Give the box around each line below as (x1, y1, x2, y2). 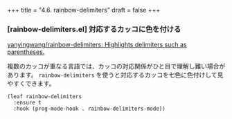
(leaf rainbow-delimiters (7, 93, 82, 100)
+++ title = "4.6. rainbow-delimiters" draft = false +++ (7, 6, 161, 14)
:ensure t (13, 100, 42, 107)
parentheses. (7, 48, 45, 56)
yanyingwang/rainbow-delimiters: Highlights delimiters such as (7, 41, 187, 49)
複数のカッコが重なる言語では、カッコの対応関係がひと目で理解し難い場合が (7, 62, 226, 71)
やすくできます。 (7, 80, 55, 88)
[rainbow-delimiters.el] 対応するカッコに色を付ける (7, 24, 181, 34)
